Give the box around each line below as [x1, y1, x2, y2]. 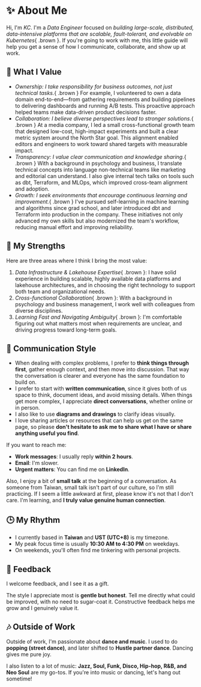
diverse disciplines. [14, 307, 63, 314]
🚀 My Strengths [6, 241, 66, 251]
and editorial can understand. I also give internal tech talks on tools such [14, 172, 194, 179]
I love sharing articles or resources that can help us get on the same [14, 417, 184, 424]
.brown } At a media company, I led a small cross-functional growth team [14, 121, 195, 128]
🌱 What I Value [6, 67, 62, 77]
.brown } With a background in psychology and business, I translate [14, 159, 182, 167]
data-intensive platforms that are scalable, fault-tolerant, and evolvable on [6, 30, 192, 37]
